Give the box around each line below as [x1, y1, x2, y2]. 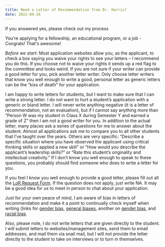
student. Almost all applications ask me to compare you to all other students [5, 128, 160, 134]
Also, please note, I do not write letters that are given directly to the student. [5, 220, 160, 226]
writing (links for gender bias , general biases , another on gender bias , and [5, 205, 156, 211]
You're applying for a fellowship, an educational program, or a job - [5, 35, 142, 41]
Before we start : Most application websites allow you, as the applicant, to [5, 50, 154, 56]
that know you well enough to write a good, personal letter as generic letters [5, 76, 161, 82]
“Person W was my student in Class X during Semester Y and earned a [5, 112, 149, 118]
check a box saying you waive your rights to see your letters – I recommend [5, 55, 159, 61]
